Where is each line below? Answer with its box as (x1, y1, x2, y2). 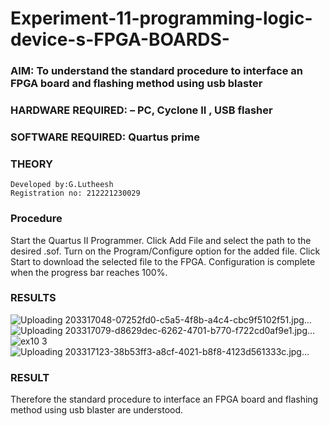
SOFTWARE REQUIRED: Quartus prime (10, 130, 200, 144)
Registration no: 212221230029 (10, 188, 141, 199)
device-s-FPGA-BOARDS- (10, 28, 230, 51)
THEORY (10, 157, 53, 171)
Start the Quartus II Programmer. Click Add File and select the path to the (10, 234, 312, 246)
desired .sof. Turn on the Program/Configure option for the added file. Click (10, 245, 321, 257)
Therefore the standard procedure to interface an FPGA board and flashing (10, 393, 319, 406)
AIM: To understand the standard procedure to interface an (10, 64, 304, 78)
